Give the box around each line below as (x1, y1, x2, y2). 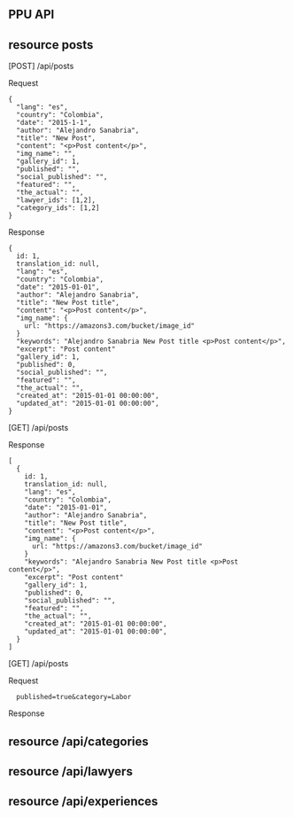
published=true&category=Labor (16, 693, 132, 702)
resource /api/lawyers (8, 764, 134, 779)
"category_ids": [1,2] (16, 204, 100, 213)
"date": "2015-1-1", (16, 119, 92, 128)
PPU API (8, 7, 55, 22)
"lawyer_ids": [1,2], (16, 196, 97, 205)
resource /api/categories (8, 734, 150, 749)
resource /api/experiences (8, 794, 159, 809)
